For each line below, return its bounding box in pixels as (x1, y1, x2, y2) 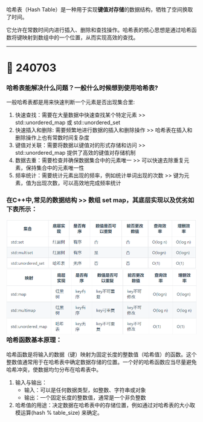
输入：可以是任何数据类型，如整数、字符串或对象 (24, 386, 146, 394)
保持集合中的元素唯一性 (25, 164, 85, 172)
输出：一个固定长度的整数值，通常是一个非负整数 (24, 394, 146, 401)
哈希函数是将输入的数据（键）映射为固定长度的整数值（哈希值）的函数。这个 (6, 351, 197, 358)
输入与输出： (14, 378, 47, 386)
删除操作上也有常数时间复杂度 (14, 134, 89, 141)
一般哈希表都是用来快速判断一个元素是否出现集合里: (6, 99, 135, 106)
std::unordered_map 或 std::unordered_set (14, 119, 121, 126)
